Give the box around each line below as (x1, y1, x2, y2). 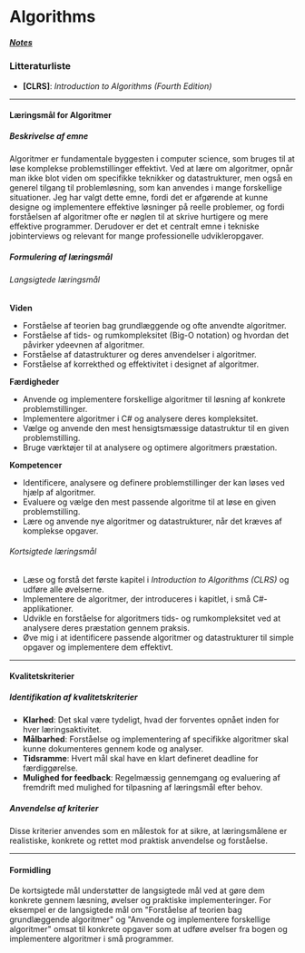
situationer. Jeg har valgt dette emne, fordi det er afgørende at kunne (9, 192, 269, 203)
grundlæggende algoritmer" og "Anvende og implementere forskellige (9, 914, 271, 925)
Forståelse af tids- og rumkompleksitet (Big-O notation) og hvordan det (22, 329, 290, 340)
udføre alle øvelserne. (22, 584, 104, 594)
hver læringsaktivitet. (22, 724, 103, 735)
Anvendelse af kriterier (9, 803, 99, 814)
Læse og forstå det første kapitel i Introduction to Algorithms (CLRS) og (22, 574, 290, 585)
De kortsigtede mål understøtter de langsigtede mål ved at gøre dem (9, 885, 265, 896)
